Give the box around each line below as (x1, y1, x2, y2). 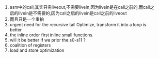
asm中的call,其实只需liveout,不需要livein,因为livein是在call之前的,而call (9, 4, 150, 10)
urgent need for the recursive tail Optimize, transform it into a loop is (9, 22, 146, 28)
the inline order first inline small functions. (9, 32, 94, 38)
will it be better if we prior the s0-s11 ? (9, 37, 86, 43)
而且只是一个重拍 (9, 16, 44, 22)
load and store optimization (9, 47, 64, 53)
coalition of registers (9, 43, 51, 48)
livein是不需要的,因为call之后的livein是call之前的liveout (18, 10, 127, 16)
